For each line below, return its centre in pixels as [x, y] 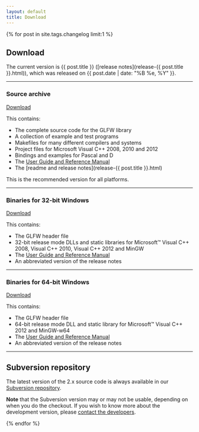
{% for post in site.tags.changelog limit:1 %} [60, 34]
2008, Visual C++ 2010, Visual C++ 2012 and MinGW [79, 248]
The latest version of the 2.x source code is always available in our [87, 382]
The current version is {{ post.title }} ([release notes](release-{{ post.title [95, 67]
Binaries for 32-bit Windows [48, 200]
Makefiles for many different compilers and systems [78, 142]
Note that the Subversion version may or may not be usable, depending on [97, 399]
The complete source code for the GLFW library [73, 130]
